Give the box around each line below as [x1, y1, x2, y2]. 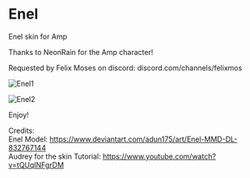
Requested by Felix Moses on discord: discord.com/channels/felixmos [8, 62, 243, 73]
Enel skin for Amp [8, 32, 67, 41]
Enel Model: [8, 134, 49, 144]
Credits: [8, 125, 35, 135]
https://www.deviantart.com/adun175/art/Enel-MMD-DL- [49, 134, 238, 144]
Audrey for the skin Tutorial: [8, 151, 101, 161]
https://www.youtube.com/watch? [102, 151, 217, 161]
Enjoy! [8, 110, 30, 120]
